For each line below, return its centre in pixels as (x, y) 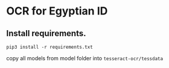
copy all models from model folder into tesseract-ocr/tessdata (85, 58)
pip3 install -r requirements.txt (50, 47)
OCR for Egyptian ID (57, 11)
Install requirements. (46, 33)
